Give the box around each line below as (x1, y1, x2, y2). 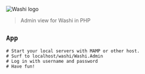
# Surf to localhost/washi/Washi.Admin (6, 53, 103, 59)
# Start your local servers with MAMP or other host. (6, 48, 140, 54)
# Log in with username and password (6, 58, 98, 64)
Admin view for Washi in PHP (20, 17, 91, 23)
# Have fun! (6, 63, 35, 69)
